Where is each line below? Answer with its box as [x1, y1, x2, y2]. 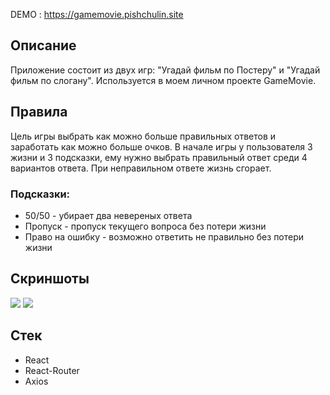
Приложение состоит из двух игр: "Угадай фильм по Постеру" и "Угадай [10, 64, 321, 76]
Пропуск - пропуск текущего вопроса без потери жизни [24, 220, 267, 232]
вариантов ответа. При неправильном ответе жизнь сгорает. [10, 162, 272, 174]
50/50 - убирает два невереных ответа [24, 209, 193, 221]
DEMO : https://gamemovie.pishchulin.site [10, 9, 184, 20]
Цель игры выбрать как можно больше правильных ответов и [10, 130, 277, 142]
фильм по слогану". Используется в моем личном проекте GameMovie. [10, 74, 317, 86]
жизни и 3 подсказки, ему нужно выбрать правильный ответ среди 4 [10, 151, 308, 163]
